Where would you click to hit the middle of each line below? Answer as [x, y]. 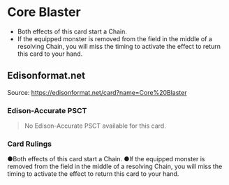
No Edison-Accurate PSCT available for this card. [95, 126]
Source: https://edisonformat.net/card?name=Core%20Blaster [97, 92]
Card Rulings [30, 144]
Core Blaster [44, 12]
